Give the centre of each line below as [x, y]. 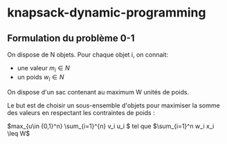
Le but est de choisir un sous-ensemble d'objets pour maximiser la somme [113, 105]
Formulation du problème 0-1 [71, 38]
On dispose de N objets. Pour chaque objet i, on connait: [88, 54]
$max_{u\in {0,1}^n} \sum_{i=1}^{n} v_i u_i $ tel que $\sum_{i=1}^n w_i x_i [111, 126]
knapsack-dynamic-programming [107, 13]
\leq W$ [18, 133]
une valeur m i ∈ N [44, 69]
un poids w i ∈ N [40, 78]
